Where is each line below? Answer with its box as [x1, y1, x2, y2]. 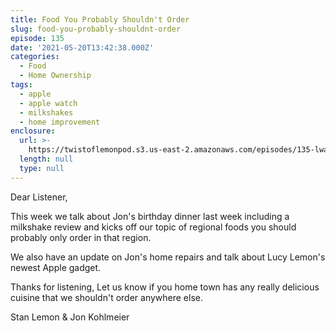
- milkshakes [19, 107, 74, 118]
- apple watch [19, 98, 78, 108]
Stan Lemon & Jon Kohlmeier [10, 311, 130, 323]
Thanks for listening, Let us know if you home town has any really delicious [10, 281, 320, 293]
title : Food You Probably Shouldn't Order [10, 14, 190, 25]
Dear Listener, [10, 191, 68, 203]
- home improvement [19, 117, 101, 127]
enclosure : [10, 126, 56, 136]
